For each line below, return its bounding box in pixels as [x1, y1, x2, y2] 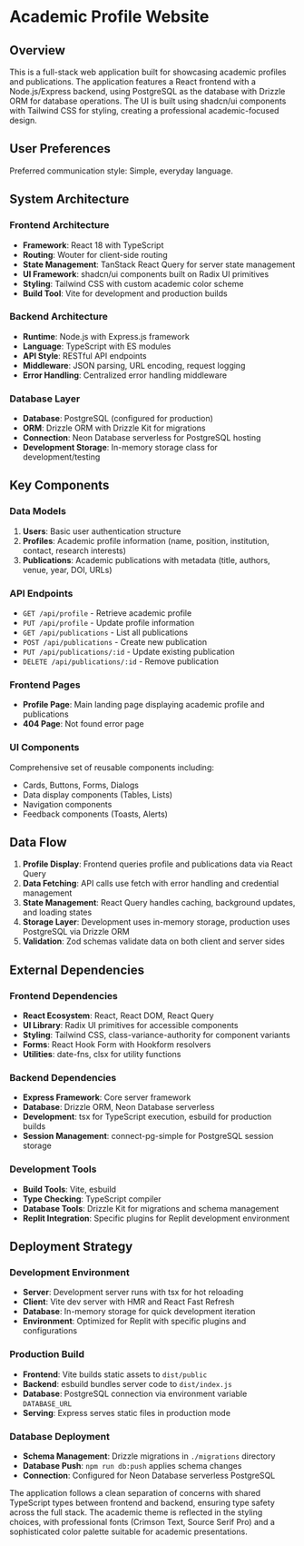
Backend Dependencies [9, 1072, 117, 1085]
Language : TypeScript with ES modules [22, 341, 172, 352]
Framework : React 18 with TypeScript [22, 239, 164, 251]
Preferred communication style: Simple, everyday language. [9, 165, 233, 176]
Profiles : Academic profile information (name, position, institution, [22, 535, 270, 546]
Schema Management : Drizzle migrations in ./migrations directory [22, 1451, 276, 1462]
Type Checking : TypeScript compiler [22, 1193, 162, 1204]
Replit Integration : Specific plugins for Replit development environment [22, 1213, 290, 1224]
